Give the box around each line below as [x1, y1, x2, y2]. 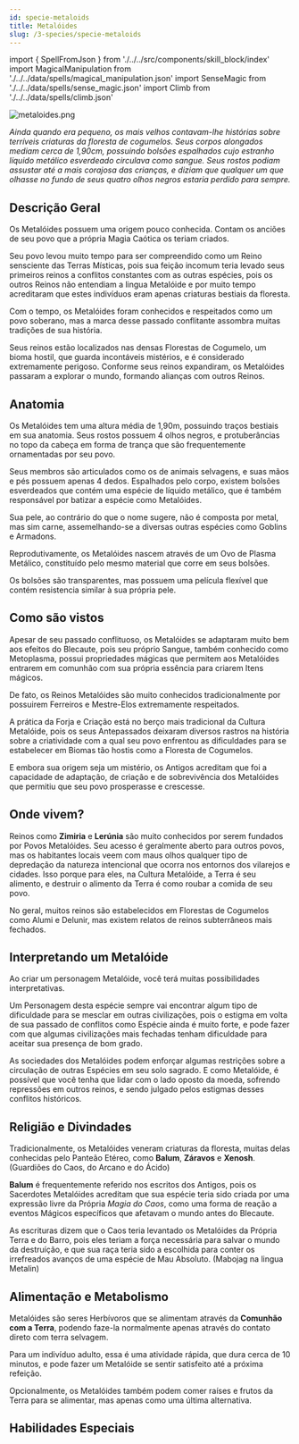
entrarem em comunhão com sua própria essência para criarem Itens [9, 662, 264, 673]
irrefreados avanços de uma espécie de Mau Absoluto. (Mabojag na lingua [9, 1254, 284, 1264]
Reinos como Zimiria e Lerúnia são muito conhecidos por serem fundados [9, 830, 284, 841]
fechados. [9, 924, 46, 935]
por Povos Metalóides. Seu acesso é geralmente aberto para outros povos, [9, 840, 285, 851]
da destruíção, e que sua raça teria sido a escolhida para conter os [9, 1244, 255, 1255]
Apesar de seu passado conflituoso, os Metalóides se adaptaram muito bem [9, 634, 290, 644]
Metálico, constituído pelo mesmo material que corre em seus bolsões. [9, 558, 270, 568]
